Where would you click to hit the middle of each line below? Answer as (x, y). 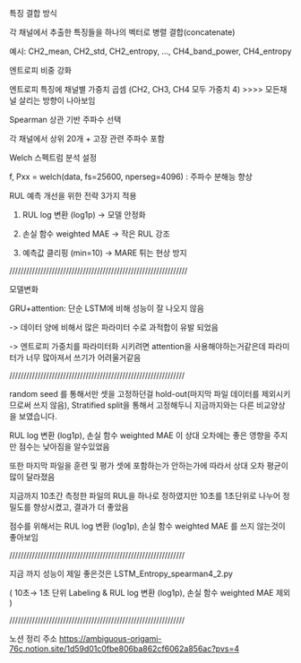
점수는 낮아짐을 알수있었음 (64, 447)
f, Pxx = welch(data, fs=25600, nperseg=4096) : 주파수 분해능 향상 (131, 177)
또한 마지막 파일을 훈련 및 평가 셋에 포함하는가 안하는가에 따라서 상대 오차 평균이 (149, 465)
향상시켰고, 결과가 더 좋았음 (81, 507)
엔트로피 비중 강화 (40, 70)
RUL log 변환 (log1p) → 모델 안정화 (84, 215)
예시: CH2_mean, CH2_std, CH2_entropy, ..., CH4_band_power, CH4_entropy (150, 51)
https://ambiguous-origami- (111, 638)
